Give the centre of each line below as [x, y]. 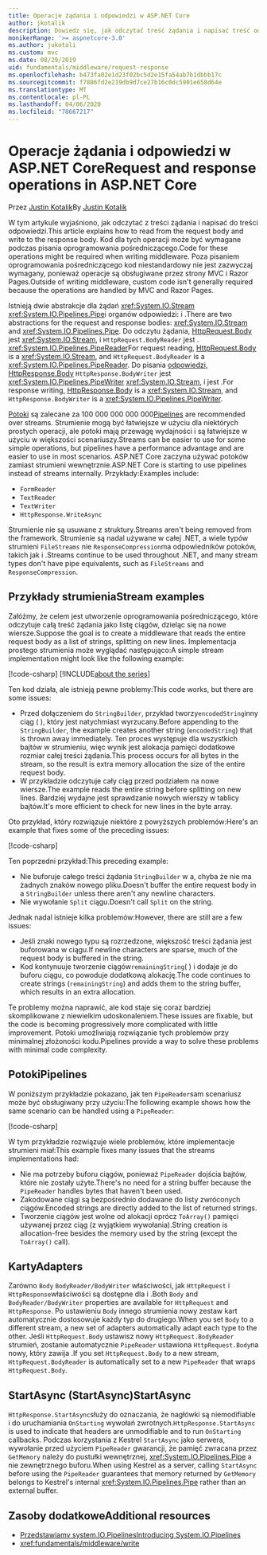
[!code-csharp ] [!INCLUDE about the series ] [79, 674]
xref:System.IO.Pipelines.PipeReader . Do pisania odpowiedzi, [108, 365]
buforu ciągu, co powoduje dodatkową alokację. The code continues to [135, 975]
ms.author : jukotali [43, 45]
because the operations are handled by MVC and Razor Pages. [111, 290]
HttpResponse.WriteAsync [61, 514]
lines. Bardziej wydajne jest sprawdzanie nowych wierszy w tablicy [130, 798]
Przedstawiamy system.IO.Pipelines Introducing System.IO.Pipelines [130, 1535]
